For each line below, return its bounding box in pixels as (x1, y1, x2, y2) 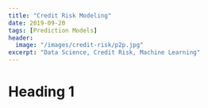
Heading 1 (8, 83, 75, 101)
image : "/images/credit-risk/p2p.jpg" (15, 41, 144, 49)
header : (8, 33, 34, 42)
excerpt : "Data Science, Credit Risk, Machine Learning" (8, 48, 201, 56)
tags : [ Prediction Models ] (8, 26, 98, 34)
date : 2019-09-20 (8, 19, 66, 27)
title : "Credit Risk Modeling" (8, 11, 112, 20)
